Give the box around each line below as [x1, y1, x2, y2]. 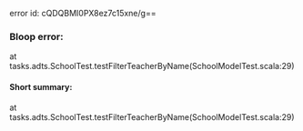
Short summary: [9, 81, 73, 92]
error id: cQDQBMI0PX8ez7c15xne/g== [9, 8, 157, 18]
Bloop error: [9, 30, 64, 43]
